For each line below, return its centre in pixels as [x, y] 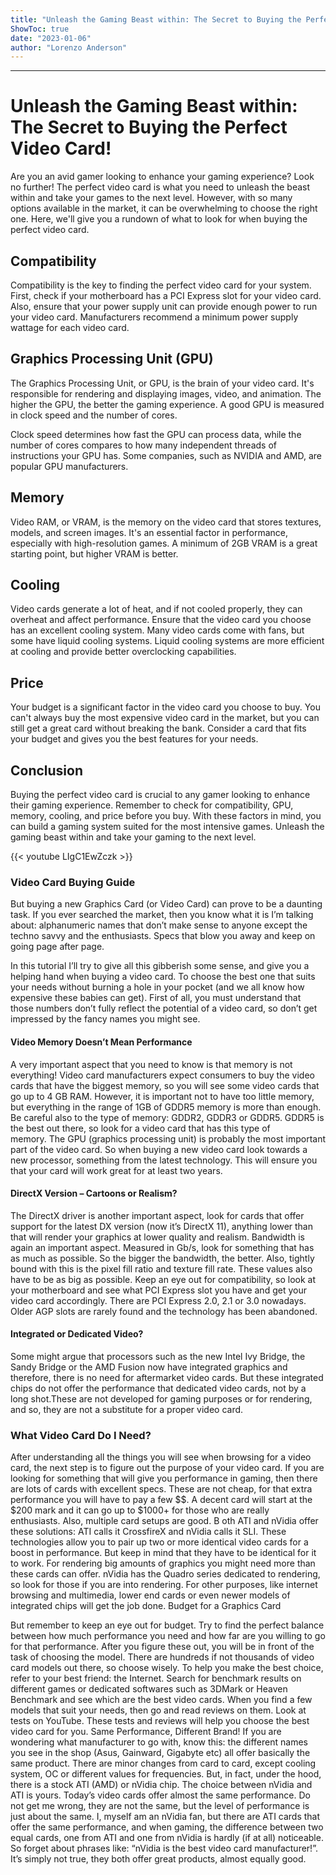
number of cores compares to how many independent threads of [143, 445]
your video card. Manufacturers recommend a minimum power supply [154, 317]
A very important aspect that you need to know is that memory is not [151, 1064]
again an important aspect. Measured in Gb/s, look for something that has [162, 1247]
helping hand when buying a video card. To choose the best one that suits [163, 977]
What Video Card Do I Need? [81, 1435]
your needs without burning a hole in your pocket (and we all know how [157, 987]
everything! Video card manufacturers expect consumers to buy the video [162, 1075]
